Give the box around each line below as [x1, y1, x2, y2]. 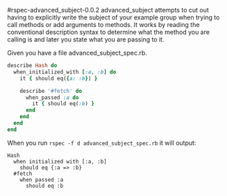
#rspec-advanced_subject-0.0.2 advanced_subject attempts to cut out [7, 6, 210, 14]
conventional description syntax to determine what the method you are [7, 28, 210, 36]
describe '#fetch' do [19, 87, 82, 94]
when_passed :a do [25, 93, 79, 101]
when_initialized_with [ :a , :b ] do [13, 69, 117, 75]
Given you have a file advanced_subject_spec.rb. [7, 48, 148, 57]
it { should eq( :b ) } [32, 100, 95, 107]
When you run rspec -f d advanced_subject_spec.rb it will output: [7, 139, 196, 147]
